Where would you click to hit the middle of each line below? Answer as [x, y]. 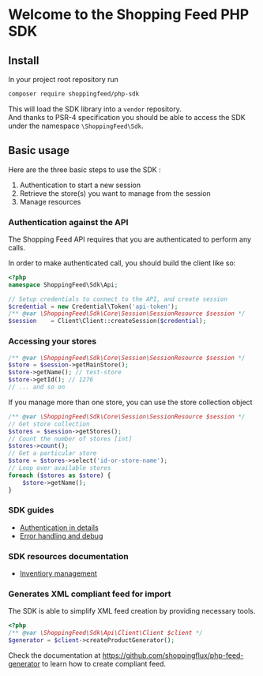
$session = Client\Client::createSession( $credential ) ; [107, 321]
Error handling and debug [61, 535]
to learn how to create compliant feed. [104, 664]
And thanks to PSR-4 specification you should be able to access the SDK [127, 117]
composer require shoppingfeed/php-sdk [74, 94]
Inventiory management [58, 573]
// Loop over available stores [60, 468]
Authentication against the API [68, 222]
